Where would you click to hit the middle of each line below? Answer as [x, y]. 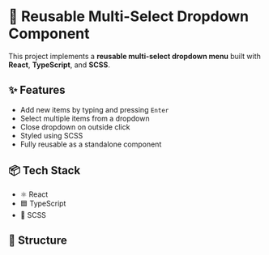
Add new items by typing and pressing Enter [94, 109]
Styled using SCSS [51, 135]
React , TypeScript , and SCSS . [60, 65]
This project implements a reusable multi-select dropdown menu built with [135, 56]
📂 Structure [38, 240]
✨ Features [37, 90]
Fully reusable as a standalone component [91, 144]
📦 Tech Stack [45, 170]
